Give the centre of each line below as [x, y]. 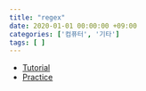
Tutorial [36, 68]
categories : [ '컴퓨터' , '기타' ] [65, 34]
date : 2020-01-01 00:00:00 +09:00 [73, 26]
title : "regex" [37, 17]
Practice [37, 78]
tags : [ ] [28, 42]
